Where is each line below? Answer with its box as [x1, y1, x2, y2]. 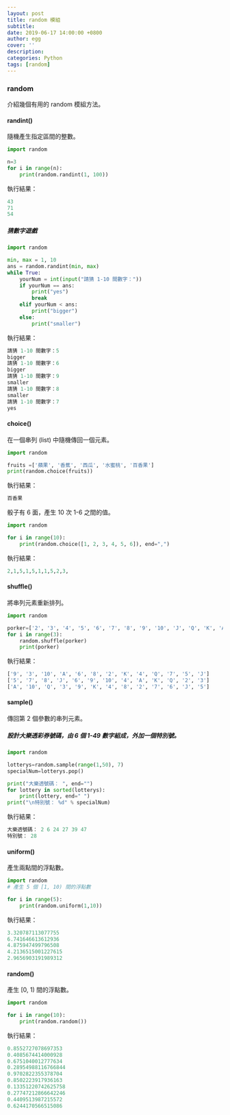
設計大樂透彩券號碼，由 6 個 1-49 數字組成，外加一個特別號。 [7, 731, 180, 739]
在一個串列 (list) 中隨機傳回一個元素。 [7, 435, 113, 444]
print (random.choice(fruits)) [7, 468, 94, 475]
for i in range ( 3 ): [7, 631, 63, 638]
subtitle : [7, 23, 36, 29]
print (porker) [19, 644, 60, 651]
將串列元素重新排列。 [7, 598, 67, 607]
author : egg [7, 36, 41, 43]
